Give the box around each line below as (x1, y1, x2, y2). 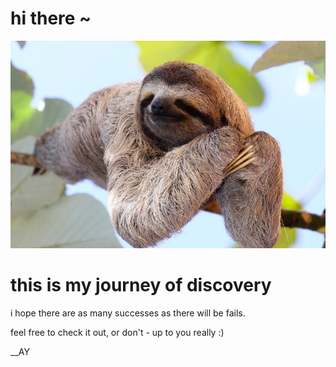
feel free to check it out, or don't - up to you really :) (10, 326, 225, 338)
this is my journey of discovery (10, 274, 272, 297)
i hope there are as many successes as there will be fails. (10, 307, 246, 319)
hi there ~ (10, 7, 92, 30)
